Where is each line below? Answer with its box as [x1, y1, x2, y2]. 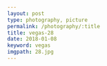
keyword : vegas [7, 42, 51, 49]
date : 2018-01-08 [7, 36, 57, 43]
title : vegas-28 [7, 29, 54, 36]
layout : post [7, 10, 45, 17]
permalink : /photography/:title [7, 23, 100, 30]
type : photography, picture [7, 16, 88, 23]
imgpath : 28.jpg [7, 49, 54, 56]
